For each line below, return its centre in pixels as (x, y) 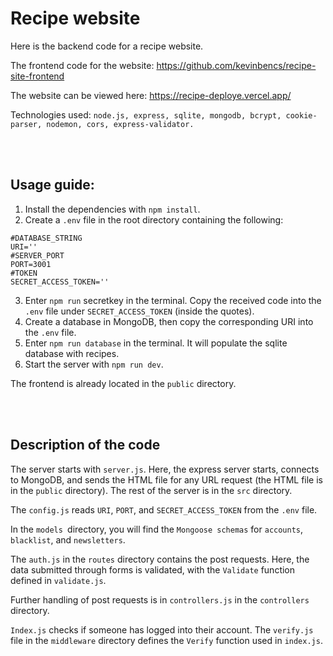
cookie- (301, 115)
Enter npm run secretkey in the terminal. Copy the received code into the (173, 300)
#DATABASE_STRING (46, 238)
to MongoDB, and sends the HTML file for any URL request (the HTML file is (166, 479)
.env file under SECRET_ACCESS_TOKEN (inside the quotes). (139, 311)
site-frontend (37, 76)
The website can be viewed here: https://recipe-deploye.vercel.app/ (151, 95)
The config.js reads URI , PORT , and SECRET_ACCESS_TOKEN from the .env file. (164, 509)
